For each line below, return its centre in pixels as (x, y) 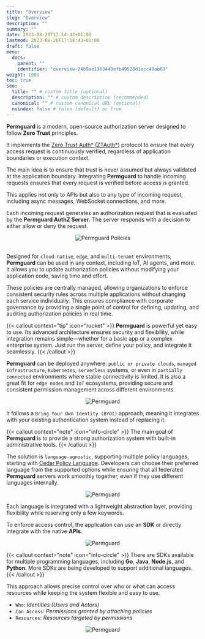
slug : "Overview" (28, 18)
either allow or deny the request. (47, 226)
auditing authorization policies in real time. (60, 314)
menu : (13, 52)
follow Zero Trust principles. (42, 133)
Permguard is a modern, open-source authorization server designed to (96, 126)
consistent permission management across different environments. (91, 389)
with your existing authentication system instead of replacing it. (86, 420)
